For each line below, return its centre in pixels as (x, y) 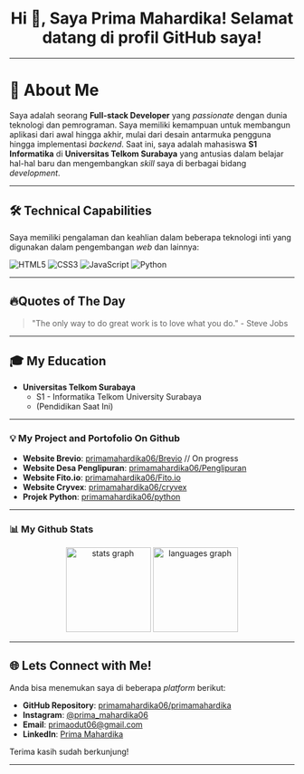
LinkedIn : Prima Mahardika (73, 734)
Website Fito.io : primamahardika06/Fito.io (101, 477)
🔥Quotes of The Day (67, 302)
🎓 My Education (58, 361)
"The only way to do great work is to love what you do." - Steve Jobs (160, 323)
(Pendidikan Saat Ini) (75, 407)
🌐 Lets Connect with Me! (81, 666)
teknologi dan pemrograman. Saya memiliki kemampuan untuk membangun (150, 125)
